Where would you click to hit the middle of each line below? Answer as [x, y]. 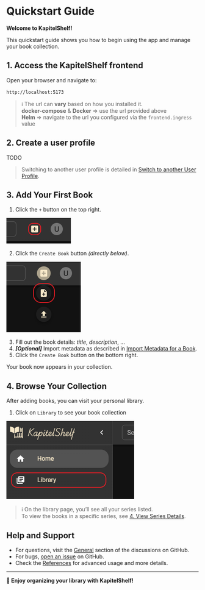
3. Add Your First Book [50, 195]
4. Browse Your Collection [56, 386]
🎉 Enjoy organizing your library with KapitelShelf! [70, 581]
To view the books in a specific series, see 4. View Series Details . [103, 516]
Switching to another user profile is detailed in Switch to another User [109, 169]
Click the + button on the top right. [58, 210]
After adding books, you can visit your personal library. [75, 401]
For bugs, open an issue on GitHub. [60, 556]
